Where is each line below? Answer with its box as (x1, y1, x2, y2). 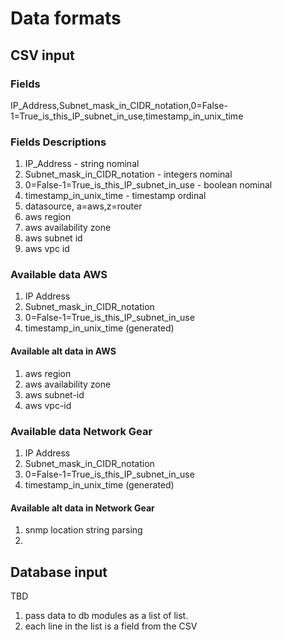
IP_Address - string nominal (24, 158, 140, 170)
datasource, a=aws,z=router (24, 200, 143, 212)
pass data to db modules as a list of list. (24, 609, 189, 621)
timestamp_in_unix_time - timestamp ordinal (24, 190, 207, 202)
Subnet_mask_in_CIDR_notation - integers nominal (24, 168, 233, 181)
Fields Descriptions (10, 135, 107, 149)
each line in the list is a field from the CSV (24, 620, 198, 632)
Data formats (10, 7, 122, 30)
